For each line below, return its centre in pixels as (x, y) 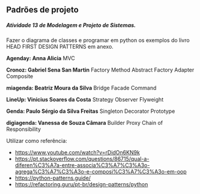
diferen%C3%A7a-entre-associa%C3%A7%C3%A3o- (82, 165)
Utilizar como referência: (37, 141)
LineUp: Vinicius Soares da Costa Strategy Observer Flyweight (85, 100)
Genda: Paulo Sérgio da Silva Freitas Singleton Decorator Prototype (91, 111)
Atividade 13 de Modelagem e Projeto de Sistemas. (71, 25)
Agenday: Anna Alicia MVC (41, 58)
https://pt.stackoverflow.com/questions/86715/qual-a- (82, 159)
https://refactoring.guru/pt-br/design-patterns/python (81, 184)
